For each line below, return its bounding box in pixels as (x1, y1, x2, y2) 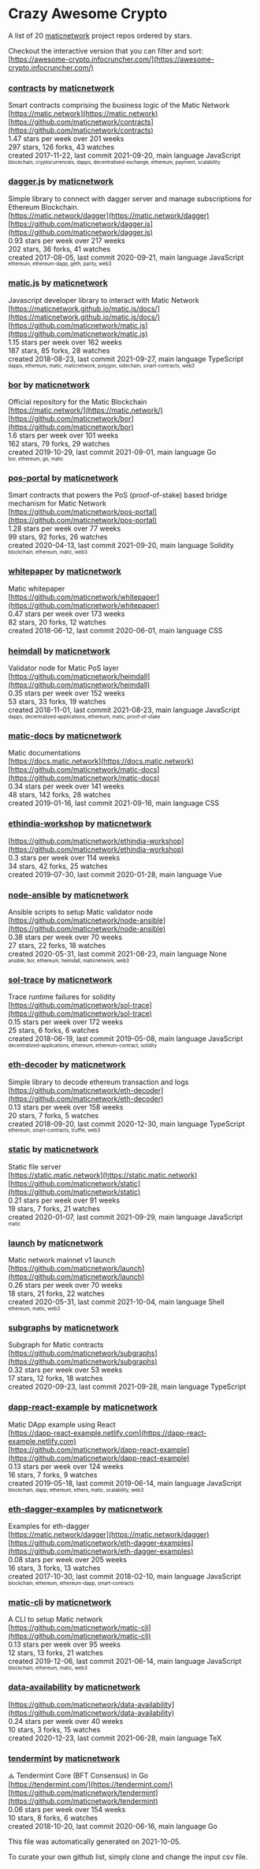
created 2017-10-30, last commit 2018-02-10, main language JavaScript (8, 1571, 242, 1581)
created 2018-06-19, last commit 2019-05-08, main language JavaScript (8, 1034, 243, 1043)
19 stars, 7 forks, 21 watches (8, 1203, 101, 1213)
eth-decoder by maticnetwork (8, 1059, 126, 1070)
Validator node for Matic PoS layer (8, 663, 120, 673)
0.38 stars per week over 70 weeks (8, 932, 123, 942)
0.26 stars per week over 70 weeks (8, 1281, 123, 1290)
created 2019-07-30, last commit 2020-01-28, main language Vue (8, 869, 222, 879)
